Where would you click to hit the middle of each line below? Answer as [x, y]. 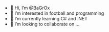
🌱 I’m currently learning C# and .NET [49, 19]
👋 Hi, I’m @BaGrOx [30, 8]
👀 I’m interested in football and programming [57, 13]
